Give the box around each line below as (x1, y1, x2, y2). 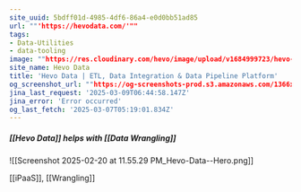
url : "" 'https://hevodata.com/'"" (9, 22, 139, 31)
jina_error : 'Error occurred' (9, 96, 123, 106)
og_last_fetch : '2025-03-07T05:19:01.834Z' (9, 105, 175, 114)
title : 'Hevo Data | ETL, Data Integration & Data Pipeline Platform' (9, 72, 279, 81)
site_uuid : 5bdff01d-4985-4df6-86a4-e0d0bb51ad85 (9, 13, 199, 22)
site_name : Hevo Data (9, 64, 90, 73)
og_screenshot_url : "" (9, 80, 94, 89)
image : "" (9, 55, 47, 64)
